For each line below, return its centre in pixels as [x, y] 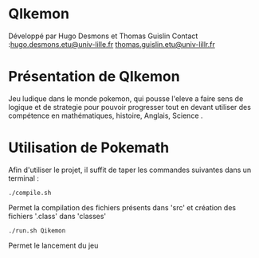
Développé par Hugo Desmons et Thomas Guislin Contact [103, 36]
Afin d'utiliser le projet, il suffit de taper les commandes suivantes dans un [130, 170]
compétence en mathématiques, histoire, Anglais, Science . [106, 115]
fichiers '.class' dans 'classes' [57, 216]
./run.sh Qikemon [37, 231]
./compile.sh [30, 193]
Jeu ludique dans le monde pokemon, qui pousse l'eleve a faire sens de [126, 98]
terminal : [24, 178]
